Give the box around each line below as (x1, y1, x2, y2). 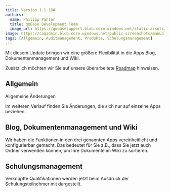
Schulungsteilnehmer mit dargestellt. (5, 181, 82, 187)
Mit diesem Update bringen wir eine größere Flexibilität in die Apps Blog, (5, 49, 156, 56)
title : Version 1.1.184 (5, 7, 56, 13)
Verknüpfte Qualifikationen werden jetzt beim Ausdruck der (5, 176, 129, 182)
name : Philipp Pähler (10, 17, 56, 22)
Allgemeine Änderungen (5, 93, 56, 99)
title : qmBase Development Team (10, 21, 78, 27)
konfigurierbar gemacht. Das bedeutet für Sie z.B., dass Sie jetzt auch (5, 142, 151, 148)
